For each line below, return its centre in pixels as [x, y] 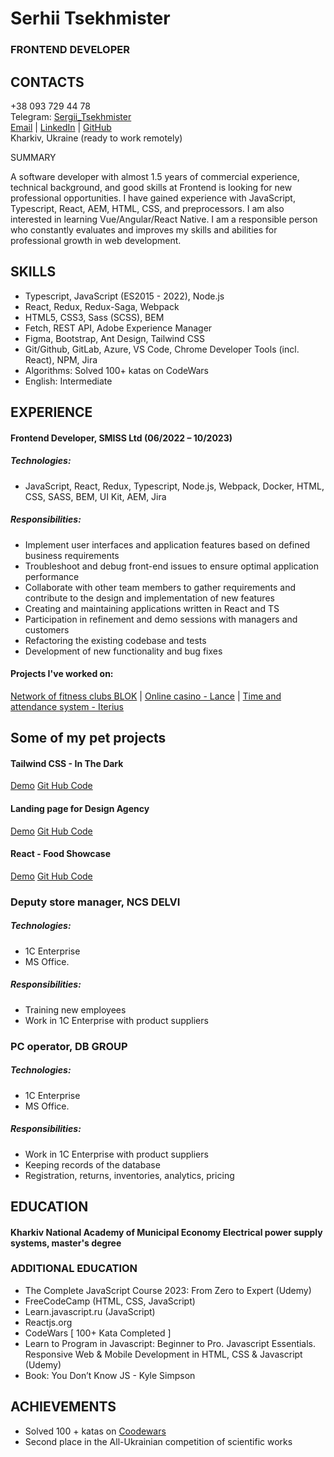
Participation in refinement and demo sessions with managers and [161, 619]
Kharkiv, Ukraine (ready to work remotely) [96, 138]
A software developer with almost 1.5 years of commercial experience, [155, 176]
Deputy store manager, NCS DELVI [95, 902]
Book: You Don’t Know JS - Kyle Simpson [110, 1375]
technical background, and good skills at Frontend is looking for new [151, 187]
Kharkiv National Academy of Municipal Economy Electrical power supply [166, 1232]
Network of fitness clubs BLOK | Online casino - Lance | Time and [146, 696]
